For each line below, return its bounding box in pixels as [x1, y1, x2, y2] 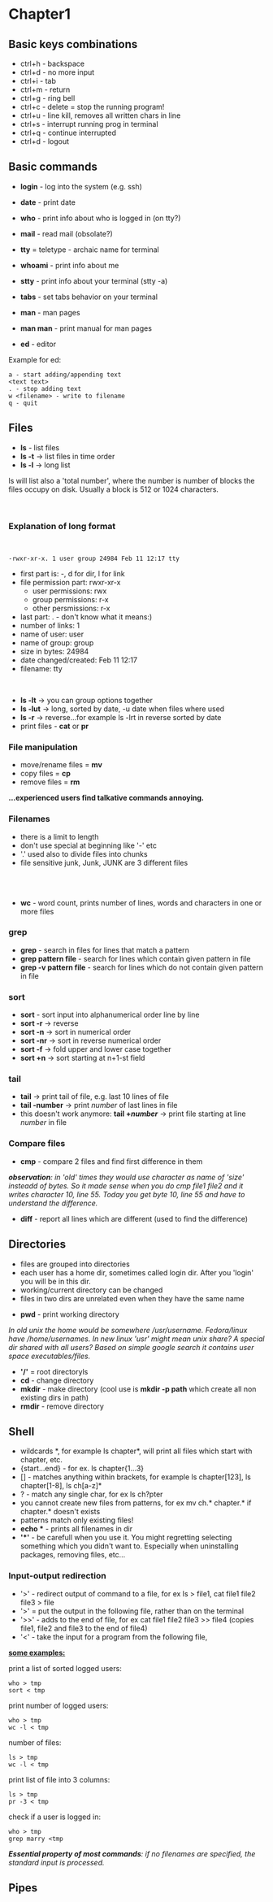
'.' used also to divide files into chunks [19, 849, 148, 858]
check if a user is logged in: [8, 1812, 102, 1822]
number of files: [8, 1737, 62, 1748]
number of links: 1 [19, 620, 80, 630]
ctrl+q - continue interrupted [19, 128, 116, 137]
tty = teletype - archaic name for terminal [19, 245, 160, 254]
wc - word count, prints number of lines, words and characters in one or [19, 897, 262, 907]
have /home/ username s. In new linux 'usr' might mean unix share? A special [8, 1334, 265, 1344]
